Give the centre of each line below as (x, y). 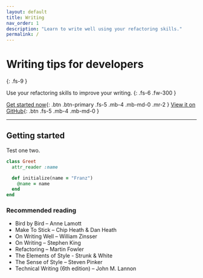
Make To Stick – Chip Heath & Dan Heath (66, 230)
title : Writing (25, 18)
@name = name (34, 184)
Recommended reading (41, 211)
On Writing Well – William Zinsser (56, 236)
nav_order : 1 (23, 23)
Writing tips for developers (75, 65)
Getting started (36, 136)
